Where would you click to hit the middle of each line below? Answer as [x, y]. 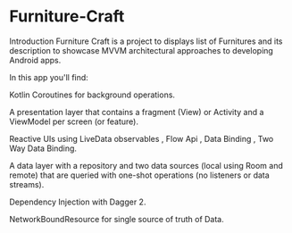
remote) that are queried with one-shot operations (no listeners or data [139, 175]
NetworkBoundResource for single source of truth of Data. [117, 219]
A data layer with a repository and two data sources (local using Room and [146, 165]
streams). [27, 184]
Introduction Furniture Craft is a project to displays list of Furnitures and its [146, 41]
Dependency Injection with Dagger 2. [78, 202]
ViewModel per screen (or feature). [74, 121]
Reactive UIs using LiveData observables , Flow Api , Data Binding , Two [142, 138]
